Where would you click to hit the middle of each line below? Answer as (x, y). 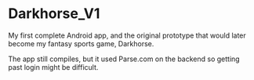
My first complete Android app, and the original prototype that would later (127, 35)
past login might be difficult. (53, 67)
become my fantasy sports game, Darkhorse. (81, 43)
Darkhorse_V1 (54, 14)
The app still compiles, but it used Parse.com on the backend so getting (124, 59)
